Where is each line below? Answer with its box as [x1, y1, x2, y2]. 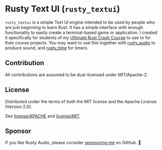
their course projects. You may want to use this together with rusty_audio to [5, 40, 156, 45]
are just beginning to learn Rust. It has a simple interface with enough [5, 24, 144, 30]
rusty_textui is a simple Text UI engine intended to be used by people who [5, 19, 155, 25]
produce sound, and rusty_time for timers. [5, 45, 88, 51]
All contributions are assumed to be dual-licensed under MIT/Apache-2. [5, 71, 148, 78]
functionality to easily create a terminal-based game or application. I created [5, 29, 158, 35]
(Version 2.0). [5, 104, 32, 109]
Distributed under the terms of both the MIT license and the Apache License [5, 98, 157, 104]
